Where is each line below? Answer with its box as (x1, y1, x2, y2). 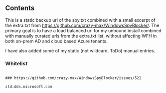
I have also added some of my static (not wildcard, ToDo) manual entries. (5, 47, 156, 53)
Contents (5, 4, 35, 12)
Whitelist (5, 60, 28, 67)
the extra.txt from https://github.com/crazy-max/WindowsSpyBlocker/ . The (5, 22, 160, 28)
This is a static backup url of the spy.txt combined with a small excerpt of (5, 17, 156, 23)
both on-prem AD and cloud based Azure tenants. (5, 38, 108, 44)
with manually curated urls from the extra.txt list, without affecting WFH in (5, 33, 157, 39)
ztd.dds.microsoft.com (5, 84, 52, 90)
